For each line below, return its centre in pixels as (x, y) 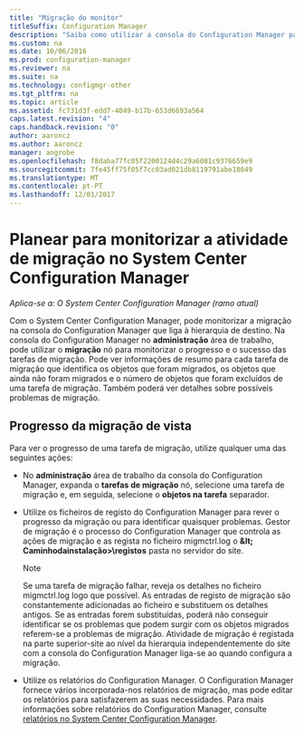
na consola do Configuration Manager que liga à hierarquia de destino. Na (147, 330)
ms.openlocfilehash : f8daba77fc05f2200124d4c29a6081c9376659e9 (131, 161)
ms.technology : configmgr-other (70, 85)
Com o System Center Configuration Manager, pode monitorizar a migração (151, 320)
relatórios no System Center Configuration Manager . (120, 719)
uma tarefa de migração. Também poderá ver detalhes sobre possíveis (141, 388)
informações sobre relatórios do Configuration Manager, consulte (144, 709)
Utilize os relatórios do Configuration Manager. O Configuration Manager (158, 680)
